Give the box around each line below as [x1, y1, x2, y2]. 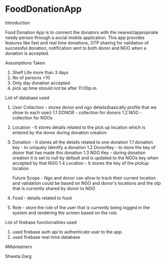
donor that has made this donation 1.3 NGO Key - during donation [12, 150, 146, 155]
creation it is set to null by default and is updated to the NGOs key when [12, 154, 159, 161]
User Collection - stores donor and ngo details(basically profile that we [12, 104, 157, 110]
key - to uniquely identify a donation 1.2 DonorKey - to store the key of [12, 144, 156, 150]
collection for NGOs [12, 114, 53, 120]
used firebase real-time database [12, 234, 81, 240]
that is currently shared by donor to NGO [12, 185, 95, 191]
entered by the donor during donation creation [12, 129, 107, 135]
